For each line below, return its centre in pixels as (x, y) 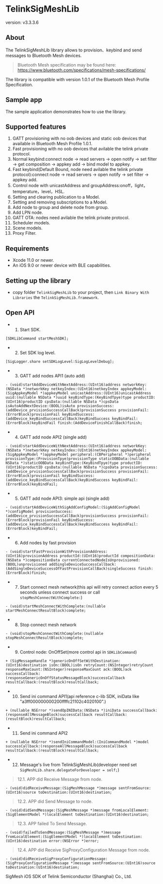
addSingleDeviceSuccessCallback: (83, 564)
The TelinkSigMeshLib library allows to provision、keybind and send (74, 50)
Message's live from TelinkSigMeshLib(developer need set (78, 765)
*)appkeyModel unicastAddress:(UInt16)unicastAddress (96, 393)
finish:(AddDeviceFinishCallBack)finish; (100, 423)
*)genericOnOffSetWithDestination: (85, 661)
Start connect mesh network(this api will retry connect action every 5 (89, 587)
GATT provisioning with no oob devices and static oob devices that (80, 138)
